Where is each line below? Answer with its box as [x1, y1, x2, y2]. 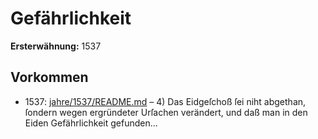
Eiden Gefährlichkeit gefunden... [24, 117, 158, 129]
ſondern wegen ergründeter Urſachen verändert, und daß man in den [24, 106, 308, 118]
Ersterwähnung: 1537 [10, 40, 102, 52]
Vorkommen [10, 69, 89, 86]
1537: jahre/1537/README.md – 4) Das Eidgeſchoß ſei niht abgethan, [24, 95, 307, 107]
